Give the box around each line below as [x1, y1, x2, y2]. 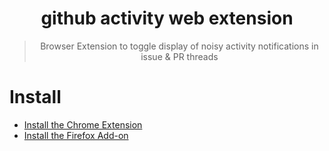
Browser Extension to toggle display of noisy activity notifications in [40, 40, 319, 52]
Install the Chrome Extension [23, 118, 143, 131]
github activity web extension [40, 7, 294, 30]
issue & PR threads [140, 50, 219, 62]
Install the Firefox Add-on [23, 129, 129, 141]
